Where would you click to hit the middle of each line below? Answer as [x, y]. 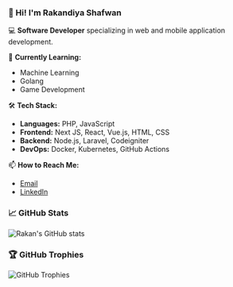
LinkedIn [34, 192]
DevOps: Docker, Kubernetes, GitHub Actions [94, 149]
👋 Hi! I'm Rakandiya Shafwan [65, 13]
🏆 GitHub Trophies [46, 254]
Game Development [52, 90]
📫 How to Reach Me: [44, 165]
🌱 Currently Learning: [45, 57]
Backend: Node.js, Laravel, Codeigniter [84, 141]
